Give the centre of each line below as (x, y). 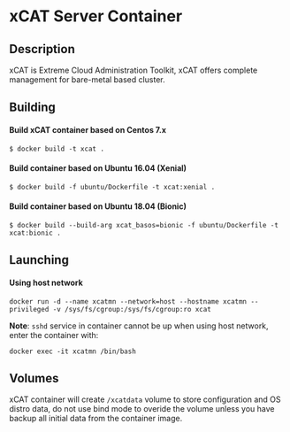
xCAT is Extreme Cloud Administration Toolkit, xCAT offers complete (134, 70)
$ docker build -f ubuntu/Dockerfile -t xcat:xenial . (112, 187)
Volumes (34, 378)
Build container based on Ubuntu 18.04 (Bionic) (98, 206)
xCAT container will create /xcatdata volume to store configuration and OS (145, 399)
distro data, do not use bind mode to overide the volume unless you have (142, 409)
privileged (29, 309)
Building (32, 108)
